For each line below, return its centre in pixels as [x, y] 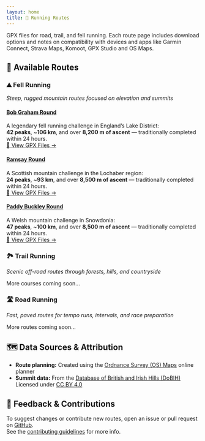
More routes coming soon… [41, 327]
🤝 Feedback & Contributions [61, 404]
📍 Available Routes [43, 67]
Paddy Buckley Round [35, 206]
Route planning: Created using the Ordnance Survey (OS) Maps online [104, 365]
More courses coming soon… [43, 284]
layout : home [23, 12]
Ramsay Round [26, 159]
